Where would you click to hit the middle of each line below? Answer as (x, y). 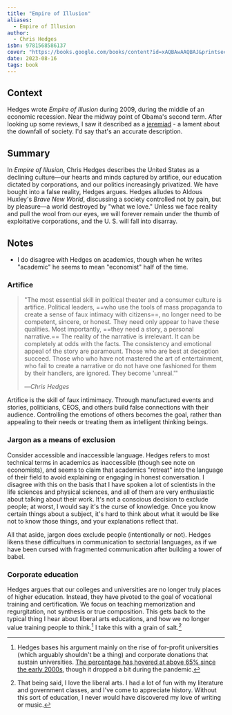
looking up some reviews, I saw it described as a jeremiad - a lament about (114, 124)
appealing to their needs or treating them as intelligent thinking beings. (108, 422)
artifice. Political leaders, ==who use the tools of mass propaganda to (123, 307)
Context (25, 93)
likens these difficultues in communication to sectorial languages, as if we (112, 542)
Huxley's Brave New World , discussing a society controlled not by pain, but (114, 199)
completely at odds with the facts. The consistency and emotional (118, 344)
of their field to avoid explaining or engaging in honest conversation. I (106, 477)
